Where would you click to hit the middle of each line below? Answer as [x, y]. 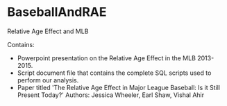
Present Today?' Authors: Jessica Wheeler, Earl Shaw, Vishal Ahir [111, 95]
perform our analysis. [48, 80]
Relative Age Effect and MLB [48, 31]
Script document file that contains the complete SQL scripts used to [114, 73]
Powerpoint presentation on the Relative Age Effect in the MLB [107, 58]
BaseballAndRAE [57, 12]
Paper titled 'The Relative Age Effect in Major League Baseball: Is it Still [119, 87]
